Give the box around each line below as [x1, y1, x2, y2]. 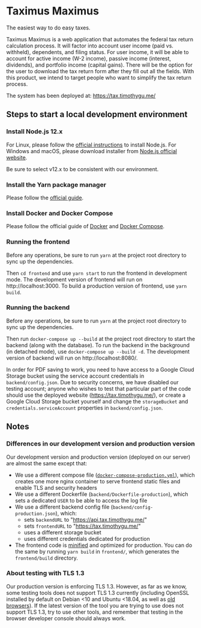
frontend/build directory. [14, 554, 78, 561]
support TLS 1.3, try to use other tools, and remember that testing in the [6, 608, 183, 615]
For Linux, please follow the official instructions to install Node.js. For [6, 141, 177, 148]
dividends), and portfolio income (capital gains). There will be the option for [6, 61, 193, 68]
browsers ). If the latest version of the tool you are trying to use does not [6, 602, 184, 609]
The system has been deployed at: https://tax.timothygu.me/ [6, 92, 156, 99]
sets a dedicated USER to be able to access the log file [14, 497, 148, 504]
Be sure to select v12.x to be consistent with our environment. [6, 165, 159, 172]
